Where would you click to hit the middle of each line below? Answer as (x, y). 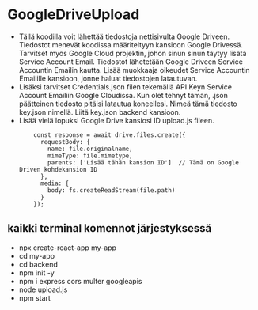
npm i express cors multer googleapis (80, 281)
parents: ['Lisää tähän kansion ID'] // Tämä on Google (143, 163)
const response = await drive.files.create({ (110, 135)
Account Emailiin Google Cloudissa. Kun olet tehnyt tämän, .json (123, 95)
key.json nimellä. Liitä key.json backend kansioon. (100, 112)
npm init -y (36, 272)
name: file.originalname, (90, 149)
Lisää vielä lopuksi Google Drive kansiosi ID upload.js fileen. (116, 120)
